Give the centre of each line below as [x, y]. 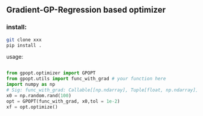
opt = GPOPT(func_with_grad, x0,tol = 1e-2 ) [63, 101]
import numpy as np [31, 85]
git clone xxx [24, 40]
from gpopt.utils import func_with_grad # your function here [86, 79]
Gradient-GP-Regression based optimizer [86, 10]
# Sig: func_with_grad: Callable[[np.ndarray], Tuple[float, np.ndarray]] [102, 90]
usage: [15, 57]
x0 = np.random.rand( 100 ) [39, 95]
